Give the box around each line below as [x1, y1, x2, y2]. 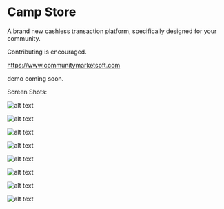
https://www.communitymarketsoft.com [7, 61, 121, 69]
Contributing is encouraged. [7, 48, 88, 56]
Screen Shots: [7, 88, 48, 96]
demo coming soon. [7, 74, 64, 83]
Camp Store [7, 4, 77, 20]
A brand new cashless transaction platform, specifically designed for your [7, 27, 217, 35]
